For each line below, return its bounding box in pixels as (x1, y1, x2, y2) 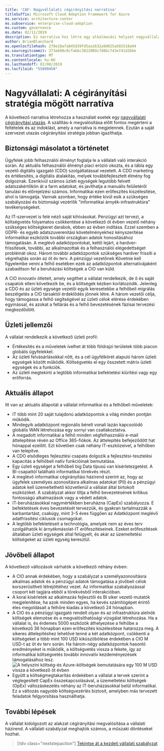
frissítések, (5, 245, 28, 251)
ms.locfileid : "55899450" (5, 67, 58, 72)
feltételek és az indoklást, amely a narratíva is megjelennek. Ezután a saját (5, 125, 155, 131)
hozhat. (5, 731, 20, 737)
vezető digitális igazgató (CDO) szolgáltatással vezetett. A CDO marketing (5, 167, 154, 173)
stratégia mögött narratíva (5, 98, 114, 109)
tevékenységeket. (5, 204, 41, 210)
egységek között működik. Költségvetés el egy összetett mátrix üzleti (12, 359, 152, 365)
